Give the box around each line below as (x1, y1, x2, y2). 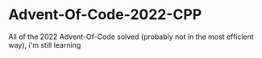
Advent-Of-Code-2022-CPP (8, 6, 202, 24)
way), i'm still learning (8, 40, 81, 49)
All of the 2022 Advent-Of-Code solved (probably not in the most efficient (8, 32, 254, 41)
